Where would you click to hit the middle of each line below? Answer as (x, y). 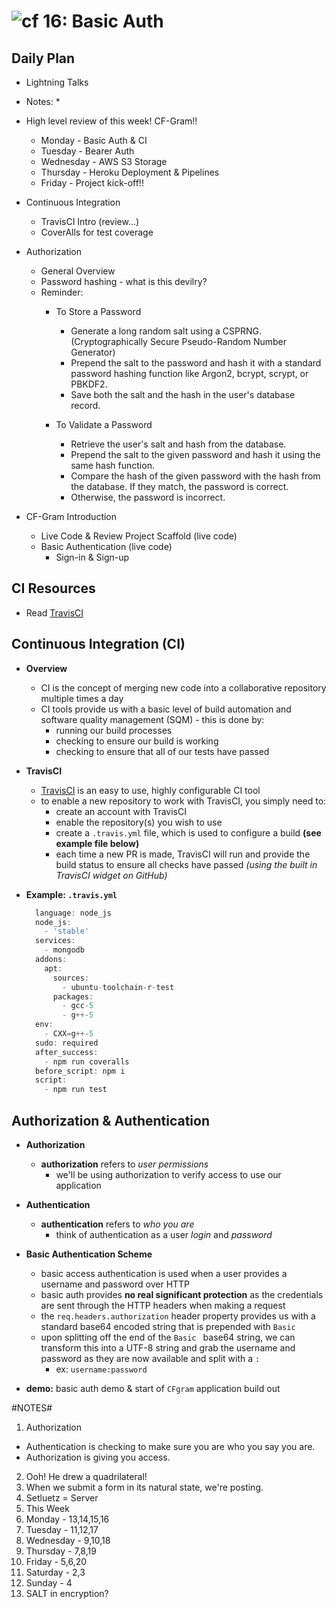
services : (55, 941)
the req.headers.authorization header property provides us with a (178, 1316)
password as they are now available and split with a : (150, 1358)
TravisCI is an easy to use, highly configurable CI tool (150, 790)
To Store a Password (98, 311)
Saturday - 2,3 (55, 1572)
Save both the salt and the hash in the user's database (183, 394)
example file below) (97, 843)
